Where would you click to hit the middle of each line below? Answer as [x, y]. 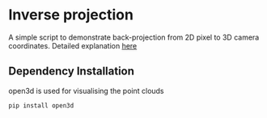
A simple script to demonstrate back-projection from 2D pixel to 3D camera [134, 37]
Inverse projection [71, 15]
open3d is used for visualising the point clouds [86, 91]
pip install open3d [41, 105]
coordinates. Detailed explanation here [73, 45]
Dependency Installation [72, 72]
